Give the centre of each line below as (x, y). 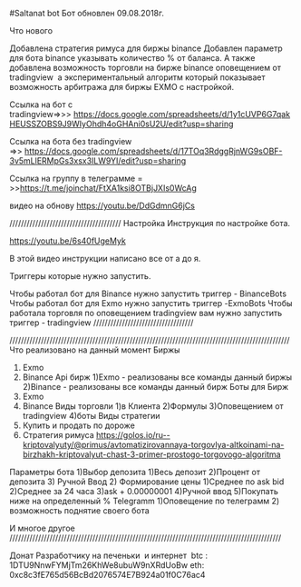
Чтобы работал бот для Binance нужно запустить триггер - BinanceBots (148, 293)
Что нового (31, 30)
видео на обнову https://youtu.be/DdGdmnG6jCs (102, 205)
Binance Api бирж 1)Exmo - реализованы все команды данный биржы (157, 377)
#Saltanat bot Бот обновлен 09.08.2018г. (87, 13)
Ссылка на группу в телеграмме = (76, 178)
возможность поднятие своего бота (79, 511)
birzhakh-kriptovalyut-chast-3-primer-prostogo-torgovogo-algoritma (151, 454)
